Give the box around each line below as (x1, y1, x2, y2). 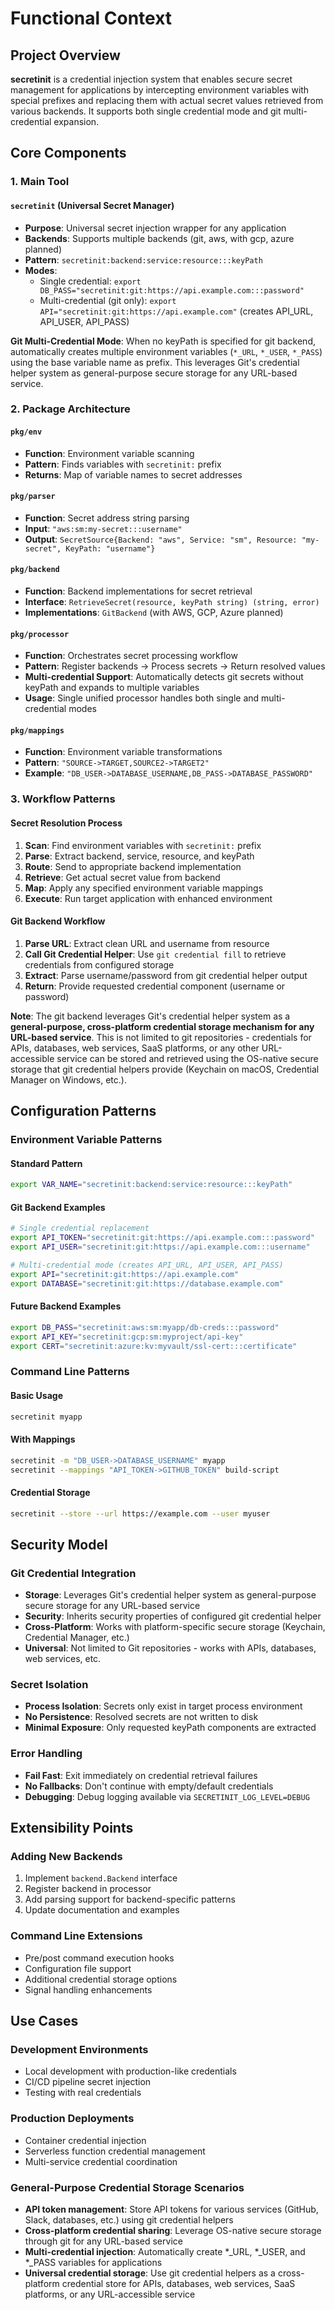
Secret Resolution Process (10, 817, 123, 829)
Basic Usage (10, 1389, 63, 1401)
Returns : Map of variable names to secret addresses (24, 468, 243, 481)
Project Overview (10, 47, 121, 64)
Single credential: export (39, 275, 142, 287)
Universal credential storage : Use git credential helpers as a (24, 2267, 276, 2279)
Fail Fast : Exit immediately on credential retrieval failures (24, 1769, 258, 1781)
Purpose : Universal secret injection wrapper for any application (24, 222, 287, 234)
